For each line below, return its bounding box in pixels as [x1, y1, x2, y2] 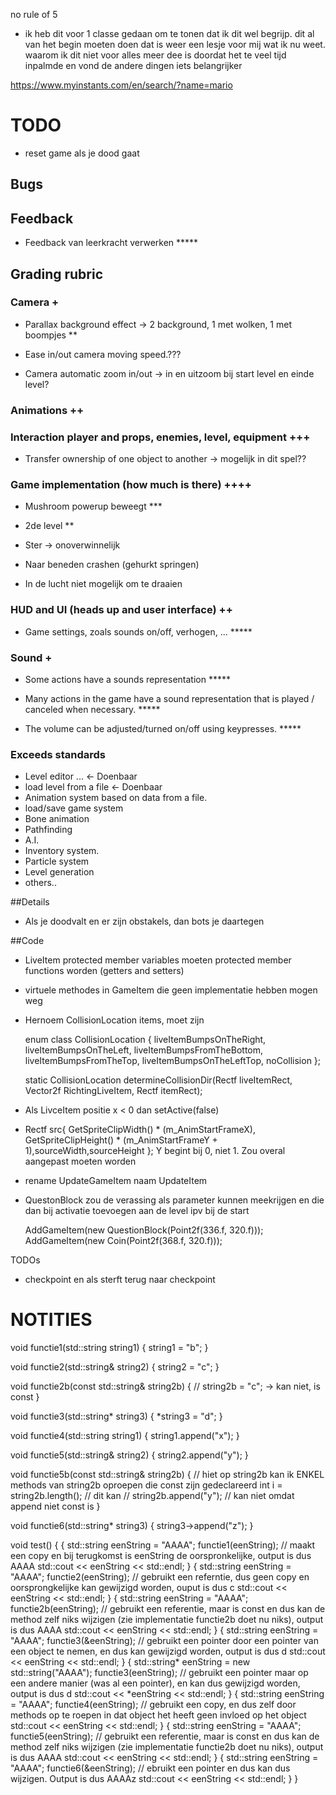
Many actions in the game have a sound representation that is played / [24, 692, 315, 704]
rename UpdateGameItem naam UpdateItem [24, 1175, 208, 1187]
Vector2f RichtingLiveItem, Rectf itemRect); [24, 1085, 203, 1097]
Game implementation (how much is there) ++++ [10, 477, 252, 491]
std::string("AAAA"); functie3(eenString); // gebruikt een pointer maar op [10, 1667, 309, 1679]
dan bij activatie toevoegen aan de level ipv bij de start [24, 1205, 250, 1217]
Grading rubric [10, 265, 104, 283]
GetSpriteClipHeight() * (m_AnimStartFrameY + [24, 1134, 218, 1146]
